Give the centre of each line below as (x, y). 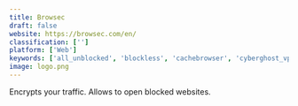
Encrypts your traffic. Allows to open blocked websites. (110, 91)
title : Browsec (37, 17)
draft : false (33, 26)
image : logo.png (39, 67)
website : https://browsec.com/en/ (73, 34)
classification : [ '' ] (49, 42)
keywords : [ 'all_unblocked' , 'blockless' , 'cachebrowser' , (121, 58)
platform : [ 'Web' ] (43, 50)
